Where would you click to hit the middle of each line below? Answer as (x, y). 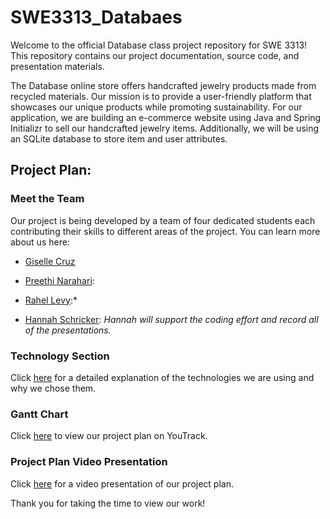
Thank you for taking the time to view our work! (108, 503)
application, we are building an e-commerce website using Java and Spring (166, 117)
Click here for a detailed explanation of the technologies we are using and (162, 377)
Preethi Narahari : (59, 280)
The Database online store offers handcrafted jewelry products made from (163, 85)
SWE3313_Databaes (96, 17)
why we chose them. (53, 388)
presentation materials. (57, 66)
